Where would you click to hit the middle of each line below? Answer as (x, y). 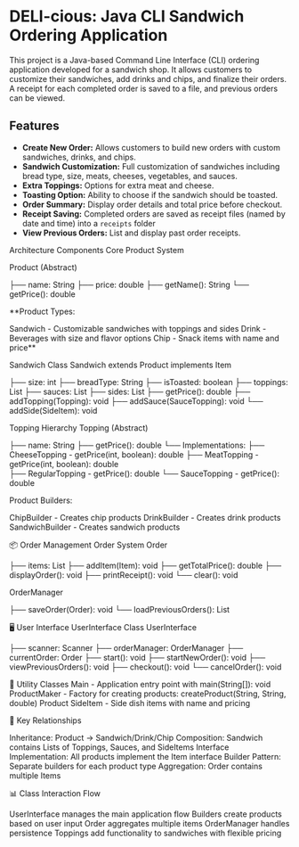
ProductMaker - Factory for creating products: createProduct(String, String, (148, 694)
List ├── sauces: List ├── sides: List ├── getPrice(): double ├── (130, 391)
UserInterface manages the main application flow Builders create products (145, 814)
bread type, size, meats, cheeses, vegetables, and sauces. (129, 176)
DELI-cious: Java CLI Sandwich (127, 16)
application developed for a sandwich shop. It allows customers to (130, 70)
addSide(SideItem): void (53, 410)
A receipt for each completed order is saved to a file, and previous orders (144, 88)
